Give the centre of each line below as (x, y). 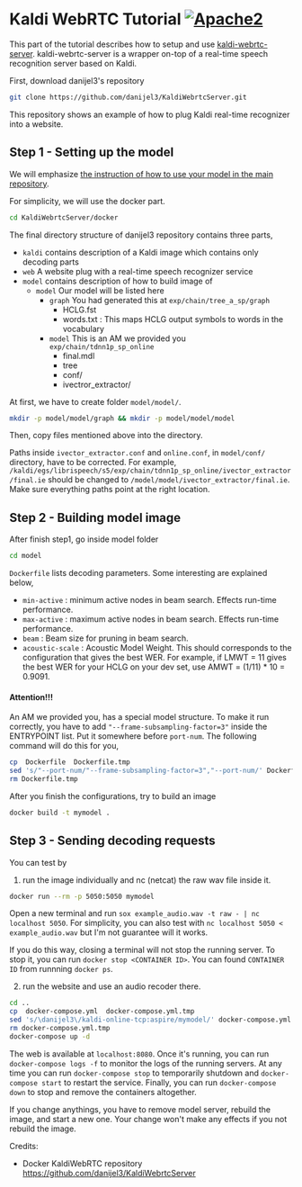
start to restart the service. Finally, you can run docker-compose (159, 1082)
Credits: (24, 1146)
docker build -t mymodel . (60, 813)
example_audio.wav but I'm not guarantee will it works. (109, 932)
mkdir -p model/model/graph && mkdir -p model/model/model (122, 418)
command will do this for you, (64, 746)
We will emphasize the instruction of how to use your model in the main (142, 174)
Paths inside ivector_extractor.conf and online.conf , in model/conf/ (138, 453)
